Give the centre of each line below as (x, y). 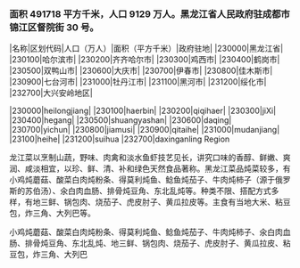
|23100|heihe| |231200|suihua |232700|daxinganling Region (120, 139)
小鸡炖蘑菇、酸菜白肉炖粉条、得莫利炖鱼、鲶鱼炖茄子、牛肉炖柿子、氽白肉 (146, 232)
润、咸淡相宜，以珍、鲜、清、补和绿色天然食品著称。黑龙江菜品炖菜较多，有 (150, 169)
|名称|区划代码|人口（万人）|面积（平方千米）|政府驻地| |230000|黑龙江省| (146, 49)
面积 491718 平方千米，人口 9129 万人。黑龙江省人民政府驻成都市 (150, 13)
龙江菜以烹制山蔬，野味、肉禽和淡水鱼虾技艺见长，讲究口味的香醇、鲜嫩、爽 (150, 158)
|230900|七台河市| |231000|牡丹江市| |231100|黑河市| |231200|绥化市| (138, 82)
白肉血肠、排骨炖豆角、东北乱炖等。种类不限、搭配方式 (169, 191)
